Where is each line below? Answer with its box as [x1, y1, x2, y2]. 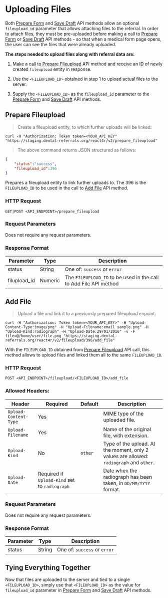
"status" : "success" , [14, 161, 57, 166]
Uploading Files [5, 4, 71, 15]
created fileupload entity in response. [12, 66, 91, 72]
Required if [37, 470, 64, 477]
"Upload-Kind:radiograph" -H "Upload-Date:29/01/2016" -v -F [5, 329, 135, 334]
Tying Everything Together [5, 563, 91, 572]
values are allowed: [103, 453, 148, 460]
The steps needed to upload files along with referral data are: [5, 51, 135, 57]
